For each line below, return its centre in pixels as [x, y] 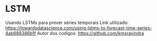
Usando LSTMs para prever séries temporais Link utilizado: [67, 22]
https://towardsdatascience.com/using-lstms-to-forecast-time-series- [79, 27]
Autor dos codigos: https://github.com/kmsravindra [91, 33]
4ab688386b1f [21, 33]
